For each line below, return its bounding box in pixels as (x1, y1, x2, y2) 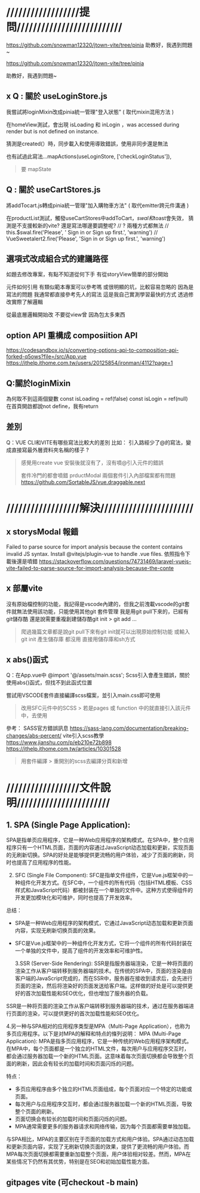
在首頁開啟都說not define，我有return (6, 403, 99, 410)
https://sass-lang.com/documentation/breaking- (69, 725, 189, 732)
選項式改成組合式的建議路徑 (6, 254, 109, 264)
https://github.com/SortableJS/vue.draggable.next (20, 478, 146, 485)
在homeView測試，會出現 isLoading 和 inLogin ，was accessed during (6, 121, 180, 128)
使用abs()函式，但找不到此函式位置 (6, 679, 93, 686)
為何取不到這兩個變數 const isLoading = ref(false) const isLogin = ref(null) (6, 395, 188, 402)
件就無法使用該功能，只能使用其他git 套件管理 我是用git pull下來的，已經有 (6, 608, 189, 615)
